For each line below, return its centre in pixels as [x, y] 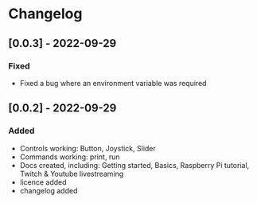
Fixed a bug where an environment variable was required [113, 83]
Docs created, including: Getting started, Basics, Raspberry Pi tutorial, [134, 165]
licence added [43, 182]
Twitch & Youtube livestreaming [72, 174]
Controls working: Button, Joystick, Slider [88, 148]
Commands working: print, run [70, 157]
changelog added [49, 190]
